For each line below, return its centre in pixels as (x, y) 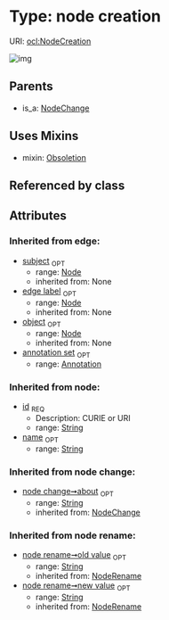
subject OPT (43, 262)
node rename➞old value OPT (74, 556)
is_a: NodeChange (56, 108)
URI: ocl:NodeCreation (50, 41)
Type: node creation (85, 17)
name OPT (40, 438)
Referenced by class (67, 185)
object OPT (41, 323)
